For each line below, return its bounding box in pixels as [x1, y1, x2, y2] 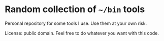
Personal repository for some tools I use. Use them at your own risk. [5, 20, 147, 26]
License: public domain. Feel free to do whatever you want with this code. [5, 30, 159, 36]
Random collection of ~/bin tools [5, 4, 145, 15]
